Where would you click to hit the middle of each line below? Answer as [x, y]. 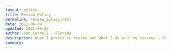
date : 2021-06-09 [24, 24]
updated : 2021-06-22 [27, 29]
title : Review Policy [28, 15]
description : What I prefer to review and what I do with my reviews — [83, 38]
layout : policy [21, 10]
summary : [15, 43]
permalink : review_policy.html [38, 19]
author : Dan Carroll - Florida [38, 33]
